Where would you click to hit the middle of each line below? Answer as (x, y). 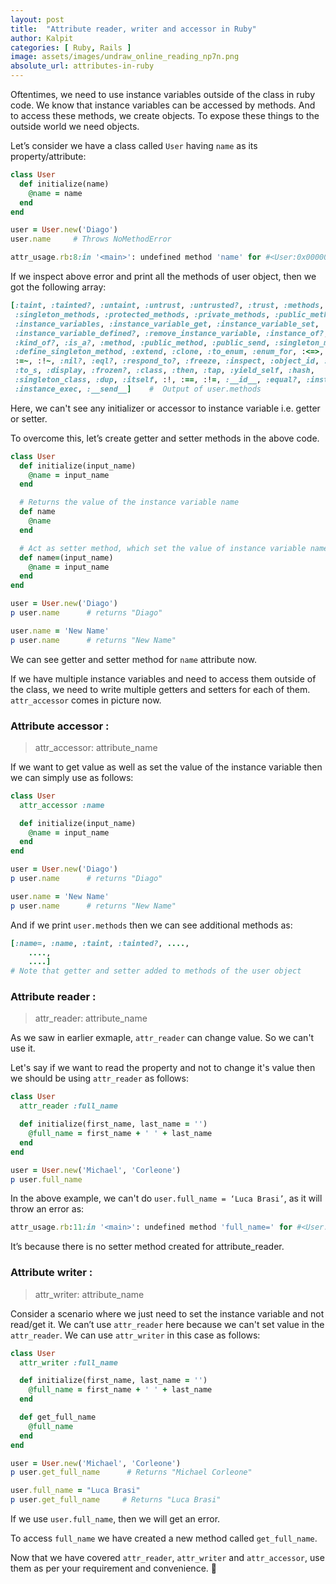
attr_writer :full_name (68, 1362)
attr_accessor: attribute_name (96, 747)
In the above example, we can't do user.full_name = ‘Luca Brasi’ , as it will (166, 1198)
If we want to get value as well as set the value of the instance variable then (166, 767)
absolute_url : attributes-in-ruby (82, 66)
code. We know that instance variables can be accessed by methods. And (163, 105)
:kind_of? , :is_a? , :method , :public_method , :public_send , (142, 342)
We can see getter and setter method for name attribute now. (134, 659)
